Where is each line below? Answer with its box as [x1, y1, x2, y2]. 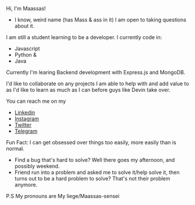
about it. [14, 23, 35, 29]
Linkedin [14, 109, 36, 116]
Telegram [14, 128, 38, 134]
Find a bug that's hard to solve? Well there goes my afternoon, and [14, 157, 175, 163]
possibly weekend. [14, 163, 60, 169]
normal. [6, 145, 25, 152]
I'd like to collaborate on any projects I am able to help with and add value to [6, 80, 189, 87]
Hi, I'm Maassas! [6, 5, 46, 12]
